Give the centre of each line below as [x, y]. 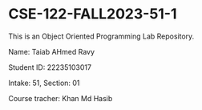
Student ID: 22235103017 [50, 67]
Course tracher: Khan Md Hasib [61, 98]
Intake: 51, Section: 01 [44, 83]
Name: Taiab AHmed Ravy [51, 51]
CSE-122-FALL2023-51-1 [93, 14]
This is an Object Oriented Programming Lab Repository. [101, 36]
